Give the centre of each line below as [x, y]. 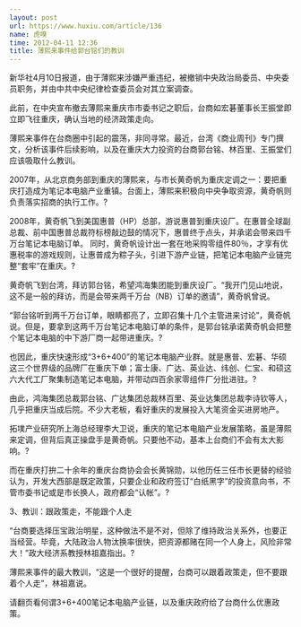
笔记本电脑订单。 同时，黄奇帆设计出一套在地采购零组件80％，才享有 [152, 244]
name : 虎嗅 [28, 34]
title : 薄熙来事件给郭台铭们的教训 [67, 51]
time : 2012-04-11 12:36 [54, 43]
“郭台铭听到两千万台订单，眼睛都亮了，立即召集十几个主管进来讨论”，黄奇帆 [150, 316]
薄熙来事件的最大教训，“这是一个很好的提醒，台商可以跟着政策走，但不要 [145, 572]
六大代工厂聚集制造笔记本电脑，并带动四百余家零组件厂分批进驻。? [133, 379]
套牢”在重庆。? [48, 266]
